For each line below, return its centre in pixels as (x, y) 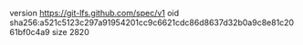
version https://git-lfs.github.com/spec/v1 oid (94, 13)
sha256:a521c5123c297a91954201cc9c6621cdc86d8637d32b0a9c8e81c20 (152, 22)
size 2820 (70, 32)
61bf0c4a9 (30, 32)
